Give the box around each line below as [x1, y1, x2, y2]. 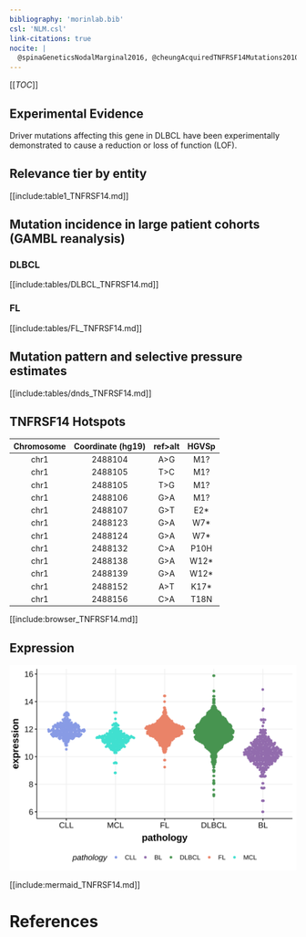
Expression [9, 640, 75, 656]
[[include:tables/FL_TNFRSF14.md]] [9, 322, 143, 333]
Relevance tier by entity [9, 166, 148, 182]
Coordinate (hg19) [73, 441, 146, 452]
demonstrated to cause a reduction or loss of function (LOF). [9, 140, 238, 151]
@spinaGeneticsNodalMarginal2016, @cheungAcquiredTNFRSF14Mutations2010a [17, 53, 303, 63]
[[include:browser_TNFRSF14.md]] [9, 614, 138, 625]
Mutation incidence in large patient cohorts [9, 217, 260, 233]
